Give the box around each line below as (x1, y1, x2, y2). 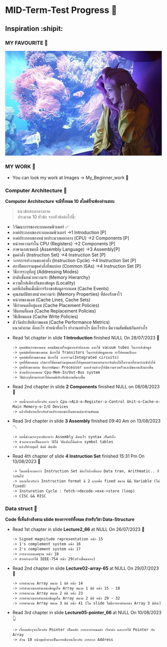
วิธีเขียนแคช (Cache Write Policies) (12, 314, 79, 320)
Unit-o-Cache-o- (126, 399, 161, 404)
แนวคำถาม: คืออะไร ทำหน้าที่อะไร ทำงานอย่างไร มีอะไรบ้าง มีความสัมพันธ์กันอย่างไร (12, 325, 148, 331)
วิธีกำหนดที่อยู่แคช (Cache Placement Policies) (12, 303, 99, 309)
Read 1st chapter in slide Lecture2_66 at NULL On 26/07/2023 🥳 (12, 526, 145, 532)
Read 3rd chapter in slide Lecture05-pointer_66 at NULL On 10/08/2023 (12, 610, 162, 616)
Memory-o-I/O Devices (23, 404, 69, 409)
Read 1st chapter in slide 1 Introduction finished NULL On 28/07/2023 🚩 (12, 335, 160, 341)
